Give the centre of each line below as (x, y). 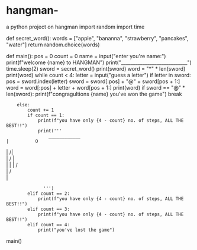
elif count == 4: (49, 224)
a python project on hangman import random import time (75, 27)
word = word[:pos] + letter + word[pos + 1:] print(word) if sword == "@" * (96, 87)
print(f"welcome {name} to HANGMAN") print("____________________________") (99, 62)
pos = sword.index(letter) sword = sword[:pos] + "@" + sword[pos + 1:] (93, 81)
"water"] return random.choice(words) (53, 45)
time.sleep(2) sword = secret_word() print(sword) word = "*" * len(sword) (96, 68)
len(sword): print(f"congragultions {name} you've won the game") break (94, 94)
